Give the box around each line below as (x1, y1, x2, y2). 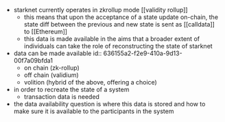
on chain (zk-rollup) (23, 64, 80, 72)
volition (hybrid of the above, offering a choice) (23, 78, 158, 86)
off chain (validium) (23, 71, 79, 79)
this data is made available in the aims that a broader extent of (23, 35, 200, 43)
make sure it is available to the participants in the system (13, 107, 174, 115)
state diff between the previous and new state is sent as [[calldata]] (23, 20, 215, 28)
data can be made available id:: (13, 49, 102, 57)
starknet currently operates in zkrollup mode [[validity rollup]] (13, 6, 188, 14)
